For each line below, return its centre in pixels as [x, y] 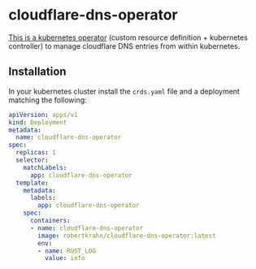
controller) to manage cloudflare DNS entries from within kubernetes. [124, 46]
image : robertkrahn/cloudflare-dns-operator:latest [127, 236]
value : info [65, 258]
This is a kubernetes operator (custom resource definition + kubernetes [128, 37]
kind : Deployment [38, 122]
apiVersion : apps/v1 [43, 115]
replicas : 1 [36, 153]
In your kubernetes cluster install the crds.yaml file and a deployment [124, 91]
